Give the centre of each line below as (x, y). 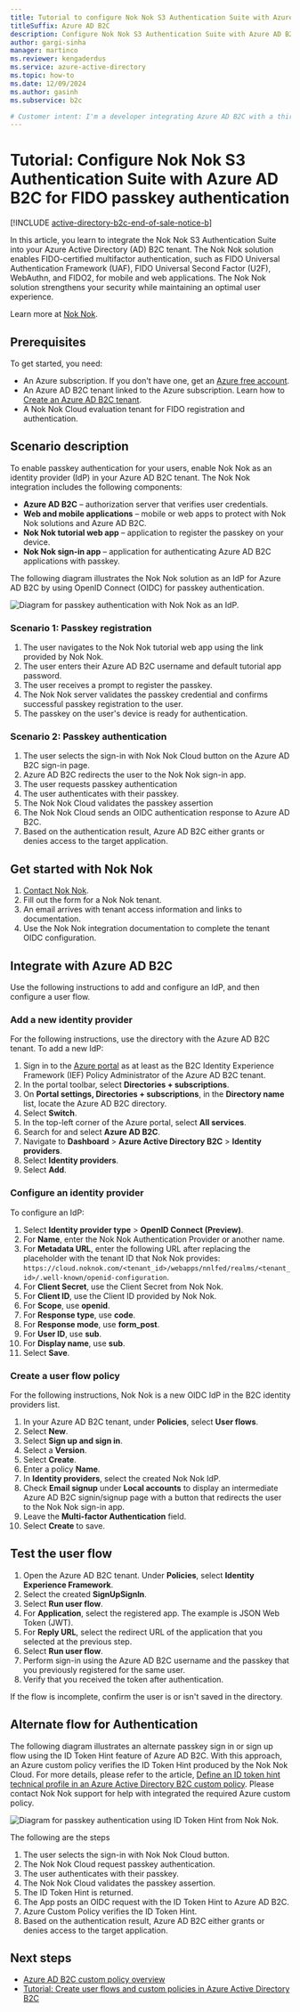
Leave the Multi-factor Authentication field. (105, 1516)
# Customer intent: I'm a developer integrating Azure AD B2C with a (142, 117)
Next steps (41, 1958)
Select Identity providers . (71, 1160)
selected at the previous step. (77, 1641)
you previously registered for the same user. (104, 1669)
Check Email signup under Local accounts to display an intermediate (150, 1488)
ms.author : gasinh (44, 92)
